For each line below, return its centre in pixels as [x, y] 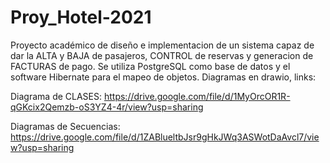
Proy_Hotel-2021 [81, 17]
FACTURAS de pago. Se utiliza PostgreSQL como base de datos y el [150, 66]
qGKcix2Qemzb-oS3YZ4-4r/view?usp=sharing [107, 107]
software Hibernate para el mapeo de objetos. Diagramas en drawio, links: [163, 77]
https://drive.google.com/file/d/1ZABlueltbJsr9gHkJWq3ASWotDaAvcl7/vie [165, 137]
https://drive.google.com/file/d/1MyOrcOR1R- [197, 96]
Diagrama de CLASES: [56, 96]
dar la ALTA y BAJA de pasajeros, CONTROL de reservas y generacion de [162, 55]
